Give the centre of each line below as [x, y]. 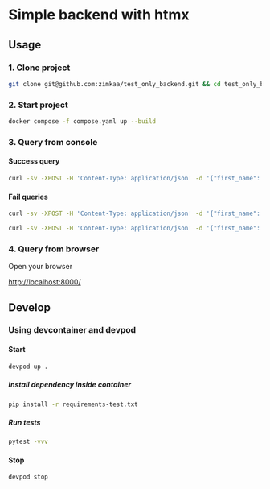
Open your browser [41, 267]
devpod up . [28, 367]
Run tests [25, 422]
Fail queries [28, 197]
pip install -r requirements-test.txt [73, 404]
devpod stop [28, 477]
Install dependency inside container [70, 385]
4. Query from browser [54, 249]
